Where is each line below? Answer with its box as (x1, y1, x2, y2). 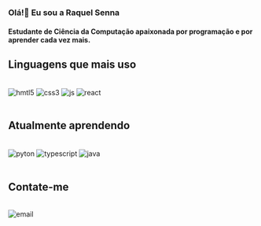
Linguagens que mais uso (8, 57, 137, 71)
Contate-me (8, 180, 69, 194)
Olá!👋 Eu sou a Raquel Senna (8, 7, 120, 18)
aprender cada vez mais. (8, 35, 91, 44)
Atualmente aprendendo (8, 119, 130, 132)
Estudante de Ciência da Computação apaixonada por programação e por (8, 27, 253, 36)
